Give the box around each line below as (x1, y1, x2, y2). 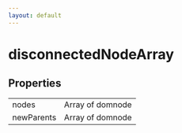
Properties (8, 76, 62, 91)
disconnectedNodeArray (8, 45, 174, 63)
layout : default (8, 11, 62, 20)
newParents (12, 112, 57, 123)
